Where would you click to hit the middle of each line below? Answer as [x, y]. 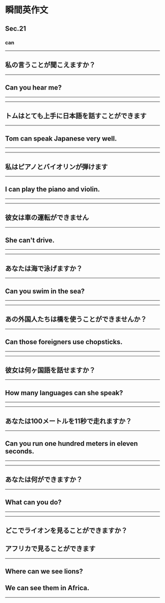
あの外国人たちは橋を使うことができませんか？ [76, 319]
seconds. [20, 451]
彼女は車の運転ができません [47, 217]
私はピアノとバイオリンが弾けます [56, 167]
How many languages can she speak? [64, 393]
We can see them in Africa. [47, 588]
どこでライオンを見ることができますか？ [66, 531]
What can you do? [33, 502]
